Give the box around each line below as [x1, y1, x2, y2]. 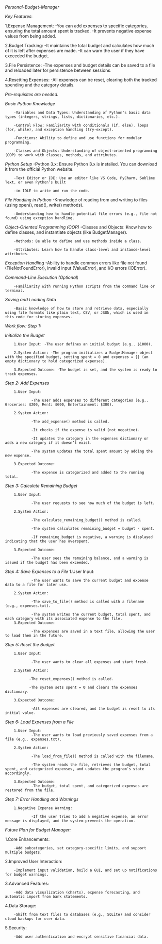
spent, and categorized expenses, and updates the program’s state [5, 766, 145, 771]
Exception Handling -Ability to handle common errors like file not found [5, 260, 147, 266]
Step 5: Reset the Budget [5, 642, 55, 647]
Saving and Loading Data [5, 297, 57, 302]
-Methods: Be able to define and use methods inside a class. [14, 239, 142, 244]
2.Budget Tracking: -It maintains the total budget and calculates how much [5, 43, 154, 48]
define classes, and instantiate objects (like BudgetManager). [5, 229, 128, 235]
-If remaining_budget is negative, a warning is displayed [31, 535, 153, 539]
